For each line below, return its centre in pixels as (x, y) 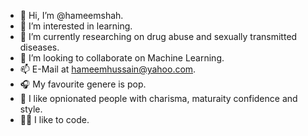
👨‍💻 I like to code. (54, 119)
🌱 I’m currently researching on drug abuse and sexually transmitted (158, 36)
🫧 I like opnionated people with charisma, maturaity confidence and (158, 98)
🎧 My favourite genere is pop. (83, 84)
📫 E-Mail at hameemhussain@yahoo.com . (108, 69)
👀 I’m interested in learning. (76, 26)
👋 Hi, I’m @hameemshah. (71, 15)
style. (31, 109)
